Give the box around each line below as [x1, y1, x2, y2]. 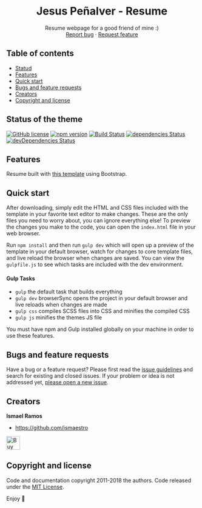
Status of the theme [6, 114, 83, 125]
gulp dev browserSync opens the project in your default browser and [15, 295, 188, 302]
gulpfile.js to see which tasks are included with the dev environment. [6, 261, 184, 268]
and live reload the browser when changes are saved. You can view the [6, 255, 185, 262]
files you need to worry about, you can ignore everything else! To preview [6, 217, 191, 224]
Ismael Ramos [6, 412, 42, 419]
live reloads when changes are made [15, 301, 107, 309]
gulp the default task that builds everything [15, 288, 123, 295]
